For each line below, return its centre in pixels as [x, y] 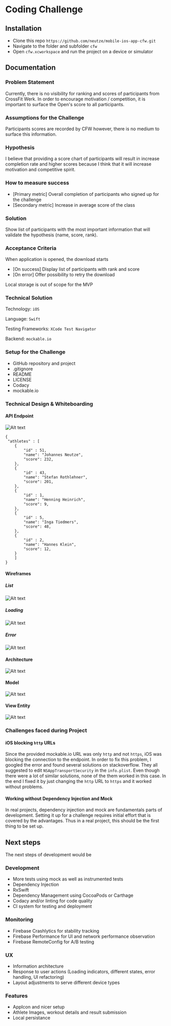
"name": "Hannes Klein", [50, 545]
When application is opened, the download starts [57, 259]
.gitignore [23, 369]
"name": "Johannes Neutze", [53, 455]
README [22, 374]
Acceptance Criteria [31, 248]
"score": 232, [39, 459]
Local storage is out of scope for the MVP [49, 285]
